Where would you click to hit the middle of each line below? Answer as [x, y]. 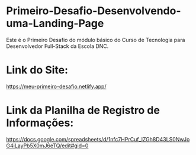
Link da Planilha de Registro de [83, 110]
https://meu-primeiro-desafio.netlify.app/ [56, 86]
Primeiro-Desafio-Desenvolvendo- [94, 11]
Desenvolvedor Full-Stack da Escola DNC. [57, 46]
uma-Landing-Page [55, 23]
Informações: [40, 123]
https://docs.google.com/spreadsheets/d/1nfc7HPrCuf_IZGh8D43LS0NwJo [98, 139]
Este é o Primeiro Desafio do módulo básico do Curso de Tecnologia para [96, 40]
